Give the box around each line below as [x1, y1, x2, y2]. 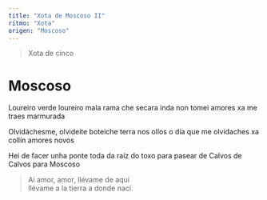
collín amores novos [8, 135, 74, 145]
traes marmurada [8, 111, 66, 121]
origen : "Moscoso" [8, 26, 70, 34]
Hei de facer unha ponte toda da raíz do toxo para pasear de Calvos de [8, 151, 242, 161]
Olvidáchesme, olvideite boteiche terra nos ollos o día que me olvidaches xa [8, 127, 260, 137]
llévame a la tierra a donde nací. [27, 183, 133, 193]
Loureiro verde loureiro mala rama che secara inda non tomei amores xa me [8, 103, 257, 113]
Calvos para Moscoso [8, 159, 81, 169]
